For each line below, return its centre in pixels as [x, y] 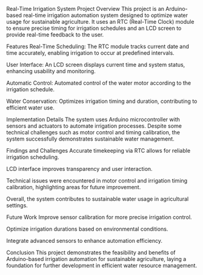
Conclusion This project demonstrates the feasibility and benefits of [91, 252]
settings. [17, 205]
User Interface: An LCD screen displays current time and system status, [96, 64]
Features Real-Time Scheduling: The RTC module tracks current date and [98, 46]
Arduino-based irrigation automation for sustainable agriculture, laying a [96, 259]
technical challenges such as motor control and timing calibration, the [93, 132]
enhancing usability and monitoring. [51, 71]
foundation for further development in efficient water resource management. [102, 265]
